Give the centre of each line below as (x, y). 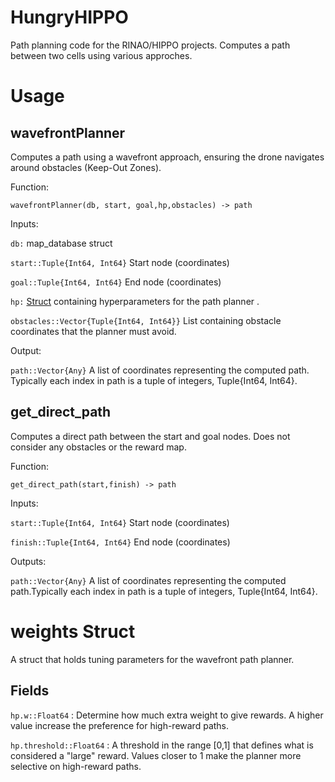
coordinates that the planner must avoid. (93, 331)
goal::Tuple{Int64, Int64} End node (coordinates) (116, 282)
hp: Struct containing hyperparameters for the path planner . (135, 301)
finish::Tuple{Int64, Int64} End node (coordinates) (120, 542)
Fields (30, 691)
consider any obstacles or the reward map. (98, 447)
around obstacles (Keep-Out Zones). (86, 167)
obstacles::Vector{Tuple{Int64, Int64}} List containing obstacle (146, 320)
